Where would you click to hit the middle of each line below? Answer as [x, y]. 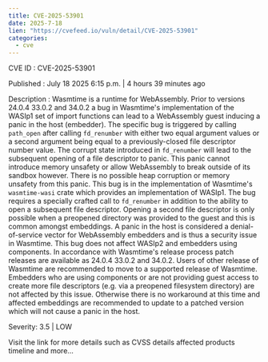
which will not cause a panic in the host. [74, 312]
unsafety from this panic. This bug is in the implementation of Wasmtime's [131, 184]
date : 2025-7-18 [35, 23]
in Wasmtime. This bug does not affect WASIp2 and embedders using [123, 244]
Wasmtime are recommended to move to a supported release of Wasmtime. [133, 269]
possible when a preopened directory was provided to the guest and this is [132, 218]
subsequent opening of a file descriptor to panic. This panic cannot [119, 159]
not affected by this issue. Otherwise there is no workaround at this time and [134, 294]
